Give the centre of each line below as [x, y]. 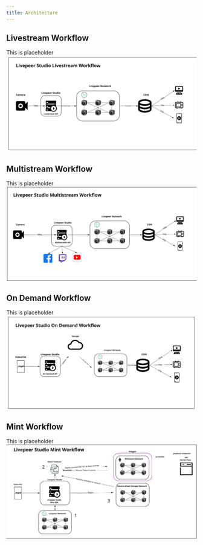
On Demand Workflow [49, 298]
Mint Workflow [35, 427]
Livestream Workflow [47, 38]
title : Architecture [32, 13]
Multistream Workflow [49, 169]
